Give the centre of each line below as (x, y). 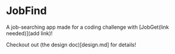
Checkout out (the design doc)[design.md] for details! (71, 45)
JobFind (26, 11)
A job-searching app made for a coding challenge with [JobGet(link (87, 27)
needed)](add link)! (29, 33)
